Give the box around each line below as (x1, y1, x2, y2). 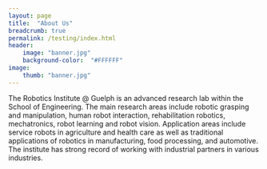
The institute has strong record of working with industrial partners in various (8, 144, 260, 154)
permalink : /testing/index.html (8, 34, 116, 42)
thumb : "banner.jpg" (22, 71, 91, 79)
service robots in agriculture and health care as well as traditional (8, 127, 224, 137)
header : (8, 42, 34, 50)
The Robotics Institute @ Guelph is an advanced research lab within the (8, 93, 244, 103)
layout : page (8, 11, 52, 20)
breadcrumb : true (8, 26, 66, 34)
